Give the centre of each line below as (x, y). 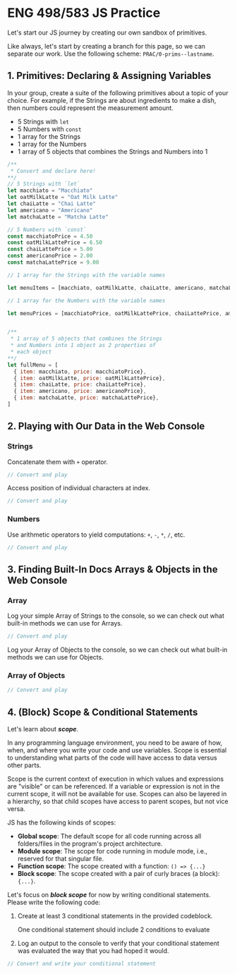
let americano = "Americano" (50, 210)
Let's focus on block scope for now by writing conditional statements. (109, 895)
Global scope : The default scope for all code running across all (109, 836)
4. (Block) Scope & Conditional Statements (103, 712)
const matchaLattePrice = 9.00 (53, 262)
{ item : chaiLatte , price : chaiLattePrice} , (80, 385)
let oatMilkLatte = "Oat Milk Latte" (63, 197)
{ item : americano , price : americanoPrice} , (80, 391)
